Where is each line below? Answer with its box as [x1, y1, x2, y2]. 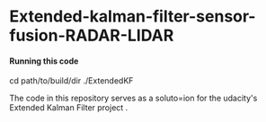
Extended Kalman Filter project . [9, 102, 129, 113]
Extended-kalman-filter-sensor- [9, 6, 256, 27]
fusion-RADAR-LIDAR [9, 25, 174, 46]
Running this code [9, 56, 79, 66]
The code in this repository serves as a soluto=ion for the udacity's [9, 92, 258, 104]
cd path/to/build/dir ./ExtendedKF [9, 75, 134, 86]
